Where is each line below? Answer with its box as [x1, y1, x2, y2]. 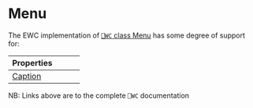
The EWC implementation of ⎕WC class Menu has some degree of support [8, 31, 246, 40]
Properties [12, 57, 53, 68]
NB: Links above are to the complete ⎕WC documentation [8, 91, 190, 100]
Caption [12, 70, 42, 81]
